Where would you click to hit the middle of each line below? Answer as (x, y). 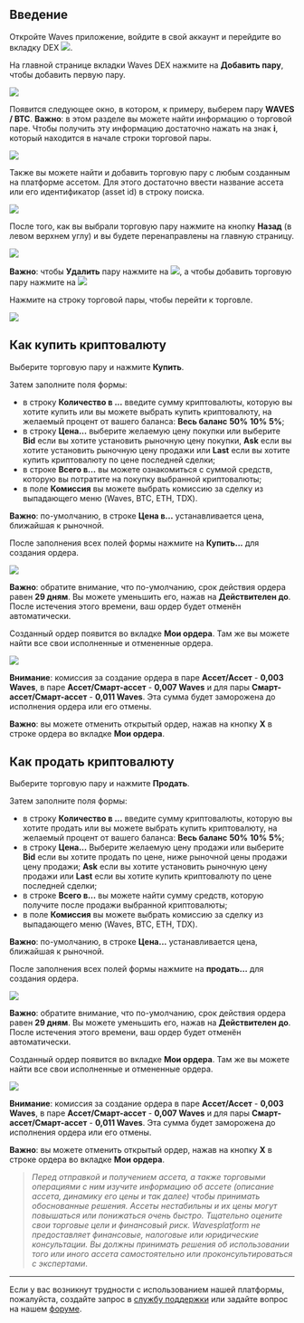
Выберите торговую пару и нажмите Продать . (100, 784)
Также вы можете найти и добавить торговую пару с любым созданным (150, 172)
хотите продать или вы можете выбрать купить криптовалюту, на (150, 828)
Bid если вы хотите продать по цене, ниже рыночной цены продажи (155, 857)
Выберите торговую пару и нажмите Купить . (97, 366)
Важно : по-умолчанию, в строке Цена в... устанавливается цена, (137, 516)
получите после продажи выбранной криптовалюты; (125, 905)
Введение (39, 15)
